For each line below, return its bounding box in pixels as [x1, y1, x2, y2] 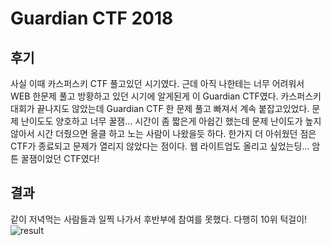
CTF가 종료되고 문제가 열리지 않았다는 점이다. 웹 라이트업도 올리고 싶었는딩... [10, 140, 310, 152]
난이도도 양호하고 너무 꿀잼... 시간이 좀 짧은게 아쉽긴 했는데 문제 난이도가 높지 [20, 115, 322, 127]
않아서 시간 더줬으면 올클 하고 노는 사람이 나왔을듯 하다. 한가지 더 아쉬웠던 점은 [10, 128, 317, 139]
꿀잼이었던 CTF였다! [20, 153, 100, 164]
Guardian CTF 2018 [10, 7, 174, 30]
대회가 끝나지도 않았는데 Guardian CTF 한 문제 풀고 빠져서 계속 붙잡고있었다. [10, 103, 310, 114]
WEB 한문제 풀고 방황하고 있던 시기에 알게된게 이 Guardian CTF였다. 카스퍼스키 [10, 90, 322, 102]
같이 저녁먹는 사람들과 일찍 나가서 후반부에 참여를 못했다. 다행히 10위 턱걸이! [10, 213, 308, 225]
